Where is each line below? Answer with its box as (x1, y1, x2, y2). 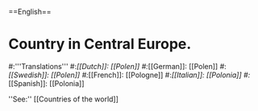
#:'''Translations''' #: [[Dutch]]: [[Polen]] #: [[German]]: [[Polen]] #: (8, 61, 227, 71)
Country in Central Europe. (8, 35, 192, 53)
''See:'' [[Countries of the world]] (8, 94, 119, 104)
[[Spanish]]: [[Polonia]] (8, 78, 85, 88)
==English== (8, 7, 52, 16)
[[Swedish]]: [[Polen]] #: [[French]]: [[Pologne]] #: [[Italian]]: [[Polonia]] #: (8, 70, 251, 80)
